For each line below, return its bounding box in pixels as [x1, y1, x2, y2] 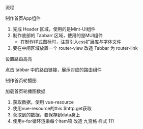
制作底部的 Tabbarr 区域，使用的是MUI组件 [12, 33, 103, 38]
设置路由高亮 [5, 56, 32, 62]
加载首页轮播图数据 [5, 88, 46, 94]
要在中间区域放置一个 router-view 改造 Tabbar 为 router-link [12, 45, 138, 51]
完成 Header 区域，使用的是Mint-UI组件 [12, 26, 96, 32]
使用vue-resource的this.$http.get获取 [12, 106, 92, 111]
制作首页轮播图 [5, 78, 37, 83]
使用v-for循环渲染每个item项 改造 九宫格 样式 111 [12, 118, 115, 124]
